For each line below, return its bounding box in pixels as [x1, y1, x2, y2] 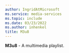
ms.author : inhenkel [5, 25, 47, 30]
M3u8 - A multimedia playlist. [5, 43, 65, 48]
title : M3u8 [5, 29, 29, 34]
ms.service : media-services [5, 12, 62, 16]
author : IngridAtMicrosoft [5, 7, 60, 12]
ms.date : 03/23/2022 [5, 20, 47, 26]
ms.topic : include [5, 16, 42, 21]
